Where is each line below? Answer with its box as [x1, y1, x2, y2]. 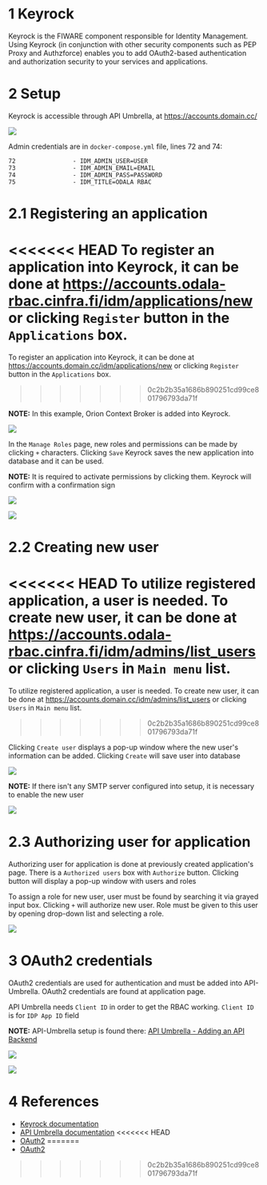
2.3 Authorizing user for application [8, 833, 251, 851]
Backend [8, 1035, 38, 1044]
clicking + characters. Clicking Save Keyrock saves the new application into [8, 448, 254, 457]
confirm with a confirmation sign [8, 480, 116, 490]
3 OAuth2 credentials [8, 952, 153, 970]
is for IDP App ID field [8, 1011, 80, 1020]
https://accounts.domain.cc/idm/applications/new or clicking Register [8, 361, 240, 370]
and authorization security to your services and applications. [8, 57, 208, 66]
